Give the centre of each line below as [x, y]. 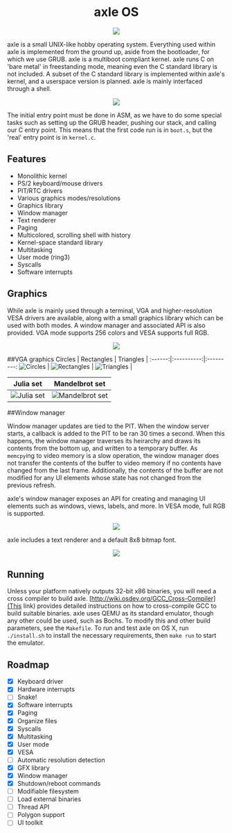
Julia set [28, 383]
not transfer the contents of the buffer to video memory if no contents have [114, 463]
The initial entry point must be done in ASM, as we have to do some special [115, 115]
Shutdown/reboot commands [59, 783]
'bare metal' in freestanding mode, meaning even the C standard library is [113, 66]
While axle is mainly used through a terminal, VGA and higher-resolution [110, 311]
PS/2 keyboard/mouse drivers [60, 183]
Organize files [37, 720]
